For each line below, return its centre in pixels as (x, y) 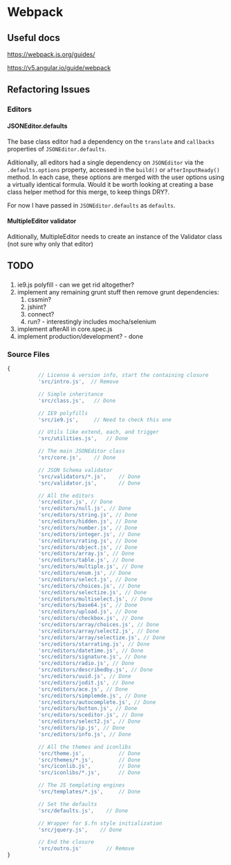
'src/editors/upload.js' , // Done (87, 612)
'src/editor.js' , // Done (75, 502)
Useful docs (34, 38)
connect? (41, 314)
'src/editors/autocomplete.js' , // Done (97, 702)
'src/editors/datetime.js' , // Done (91, 650)
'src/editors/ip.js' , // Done (82, 728)
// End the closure (66, 842)
